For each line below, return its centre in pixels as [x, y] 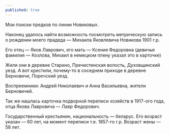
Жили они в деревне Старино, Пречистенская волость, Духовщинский [83, 65]
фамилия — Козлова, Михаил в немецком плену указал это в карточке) [83, 55]
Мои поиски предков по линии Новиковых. [52, 24]
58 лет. [13, 127]
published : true [22, 10]
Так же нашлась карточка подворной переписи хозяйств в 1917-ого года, [85, 101]
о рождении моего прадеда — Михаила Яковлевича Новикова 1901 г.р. [83, 40]
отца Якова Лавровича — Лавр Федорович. [53, 106]
